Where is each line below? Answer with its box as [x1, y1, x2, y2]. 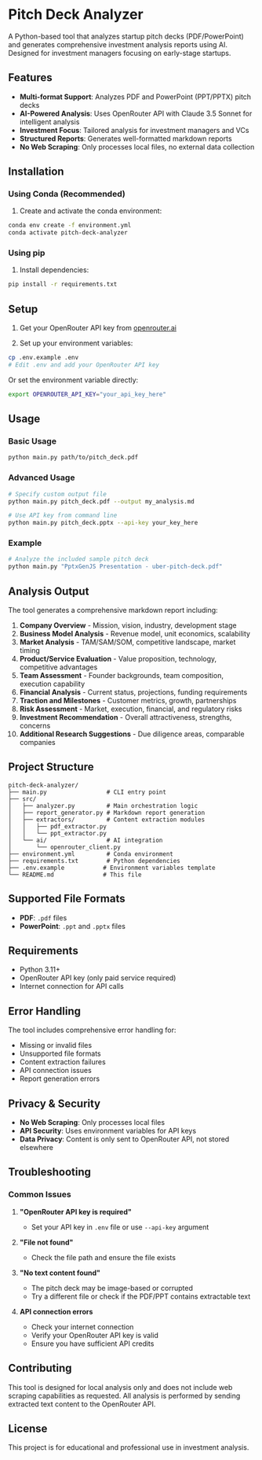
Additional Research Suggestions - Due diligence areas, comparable [19, 729, 245, 739]
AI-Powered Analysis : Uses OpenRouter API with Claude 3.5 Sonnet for [19, 109, 253, 118]
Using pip [8, 248, 45, 259]
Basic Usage [8, 436, 57, 447]
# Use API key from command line [8, 511, 118, 520]
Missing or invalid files [19, 1041, 93, 1050]
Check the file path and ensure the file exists [31, 1252, 176, 1262]
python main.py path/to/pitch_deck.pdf [8, 454, 139, 462]
